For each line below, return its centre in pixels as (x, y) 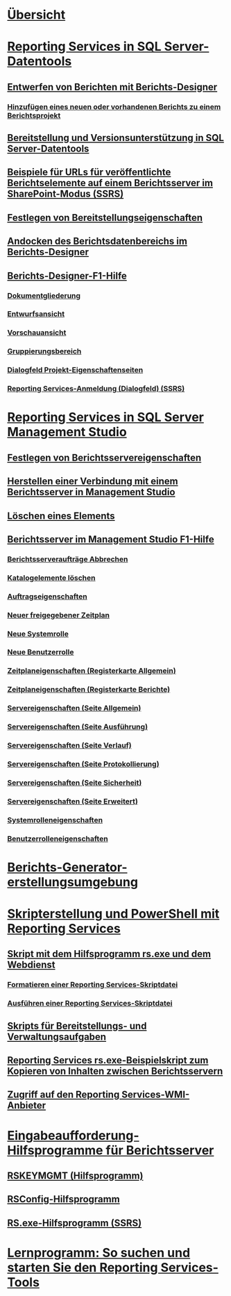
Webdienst (31, 965)
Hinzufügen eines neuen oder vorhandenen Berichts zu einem (114, 106)
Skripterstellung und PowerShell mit (113, 914)
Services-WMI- (155, 1095)
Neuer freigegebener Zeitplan (58, 615)
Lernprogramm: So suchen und (99, 1253)
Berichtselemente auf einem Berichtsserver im (110, 183)
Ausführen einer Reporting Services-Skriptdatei (90, 1004)
